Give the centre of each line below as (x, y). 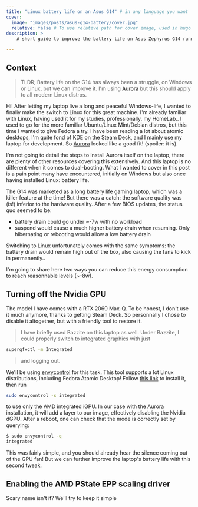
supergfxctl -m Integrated (39, 349)
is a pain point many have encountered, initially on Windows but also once (96, 174)
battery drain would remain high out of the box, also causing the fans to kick (99, 251)
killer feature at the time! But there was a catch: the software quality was (94, 197)
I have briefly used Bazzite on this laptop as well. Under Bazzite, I (100, 332)
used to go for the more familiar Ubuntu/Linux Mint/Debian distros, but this (96, 125)
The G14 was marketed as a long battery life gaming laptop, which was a (94, 191)
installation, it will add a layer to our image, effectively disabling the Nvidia (96, 413)
